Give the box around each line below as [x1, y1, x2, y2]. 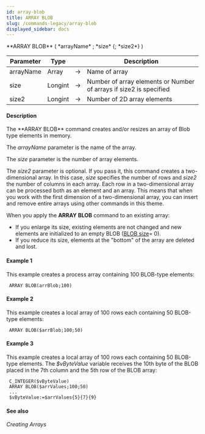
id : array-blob [6, 9, 45, 15]
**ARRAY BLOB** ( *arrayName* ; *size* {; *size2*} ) [6, 43, 143, 50]
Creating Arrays [6, 421, 47, 428]
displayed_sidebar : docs [6, 26, 70, 32]
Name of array [87, 68, 128, 76]
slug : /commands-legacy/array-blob [6, 20, 97, 26]
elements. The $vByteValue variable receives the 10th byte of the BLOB [19, 360, 198, 367]
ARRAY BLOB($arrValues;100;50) [9, 384, 88, 390]
